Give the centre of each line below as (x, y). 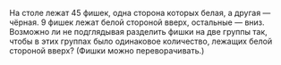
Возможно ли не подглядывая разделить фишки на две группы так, (139, 32)
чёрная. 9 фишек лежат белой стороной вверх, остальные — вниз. (137, 22)
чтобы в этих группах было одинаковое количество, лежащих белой (141, 41)
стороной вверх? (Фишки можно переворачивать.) (107, 51)
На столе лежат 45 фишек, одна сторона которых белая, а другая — (140, 13)
